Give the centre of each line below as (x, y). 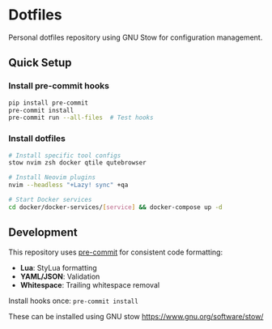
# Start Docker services (50, 200)
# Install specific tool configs (65, 156)
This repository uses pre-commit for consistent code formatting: (116, 252)
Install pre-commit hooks (59, 86)
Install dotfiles (37, 139)
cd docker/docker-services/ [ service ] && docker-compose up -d (115, 207)
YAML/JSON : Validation (60, 276)
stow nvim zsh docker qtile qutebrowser (78, 163)
